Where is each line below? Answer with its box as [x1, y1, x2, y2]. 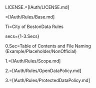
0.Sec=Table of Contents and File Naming [5, 43, 91, 49]
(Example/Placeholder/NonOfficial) [5, 48, 77, 54]
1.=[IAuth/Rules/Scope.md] [5, 58, 61, 64]
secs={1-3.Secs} [5, 33, 40, 39]
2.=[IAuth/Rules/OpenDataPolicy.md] [5, 67, 81, 73]
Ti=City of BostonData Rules [5, 23, 64, 29]
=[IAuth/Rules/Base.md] [5, 14, 55, 19]
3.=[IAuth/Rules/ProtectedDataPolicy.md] [5, 77, 90, 83]
